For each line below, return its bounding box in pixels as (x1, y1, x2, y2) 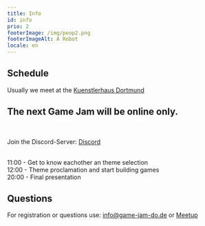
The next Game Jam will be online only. (7, 106, 179, 118)
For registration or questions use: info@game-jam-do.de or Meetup (7, 211, 198, 219)
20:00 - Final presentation (7, 173, 81, 181)
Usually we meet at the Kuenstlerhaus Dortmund (7, 85, 144, 94)
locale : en (7, 42, 39, 49)
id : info (7, 17, 32, 23)
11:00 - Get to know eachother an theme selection (7, 158, 149, 166)
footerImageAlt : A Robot (7, 36, 78, 43)
